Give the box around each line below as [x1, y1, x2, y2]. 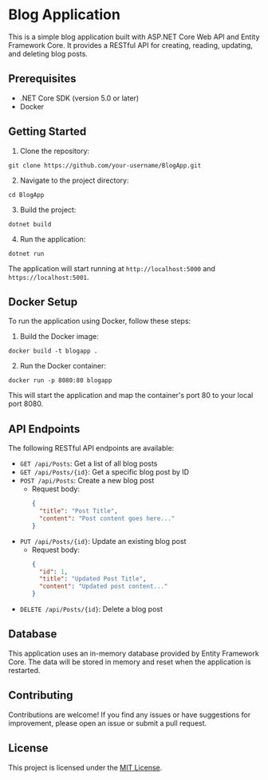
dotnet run [8, 250, 45, 258]
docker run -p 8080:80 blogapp [8, 376, 112, 384]
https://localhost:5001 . [8, 272, 89, 282]
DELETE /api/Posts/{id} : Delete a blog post [19, 605, 164, 614]
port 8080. [8, 399, 44, 408]
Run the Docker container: [19, 361, 106, 371]
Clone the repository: [19, 146, 90, 156]
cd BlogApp [8, 191, 45, 199]
